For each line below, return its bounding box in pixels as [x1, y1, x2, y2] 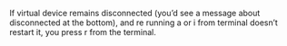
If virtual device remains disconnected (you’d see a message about [9, 8, 261, 18]
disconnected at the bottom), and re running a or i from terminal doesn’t [9, 17, 279, 28]
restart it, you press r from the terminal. [9, 27, 157, 37]
